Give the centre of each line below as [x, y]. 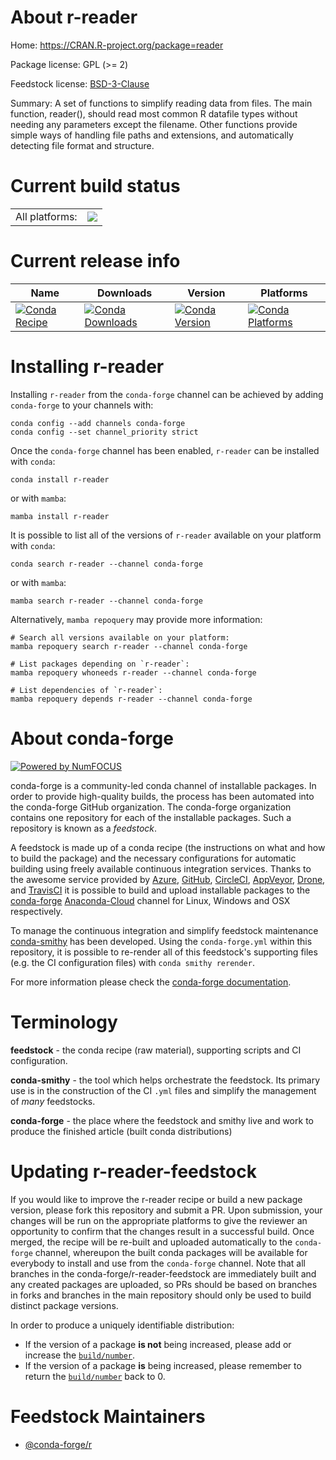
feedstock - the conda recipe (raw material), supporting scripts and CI [156, 1050]
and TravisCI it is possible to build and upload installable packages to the [160, 890]
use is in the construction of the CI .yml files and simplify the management [163, 1090]
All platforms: [46, 216]
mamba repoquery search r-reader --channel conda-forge [129, 646]
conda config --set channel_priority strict [104, 432]
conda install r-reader [60, 479]
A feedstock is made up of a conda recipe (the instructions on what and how [168, 847]
